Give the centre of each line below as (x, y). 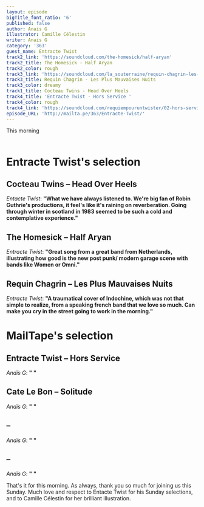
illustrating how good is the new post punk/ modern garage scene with (97, 258)
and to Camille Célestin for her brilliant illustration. (69, 498)
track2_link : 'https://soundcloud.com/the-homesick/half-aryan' (89, 57)
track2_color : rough (32, 68)
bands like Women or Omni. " (43, 265)
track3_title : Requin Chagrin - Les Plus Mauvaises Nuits (81, 80)
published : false (28, 23)
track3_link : (23, 74)
